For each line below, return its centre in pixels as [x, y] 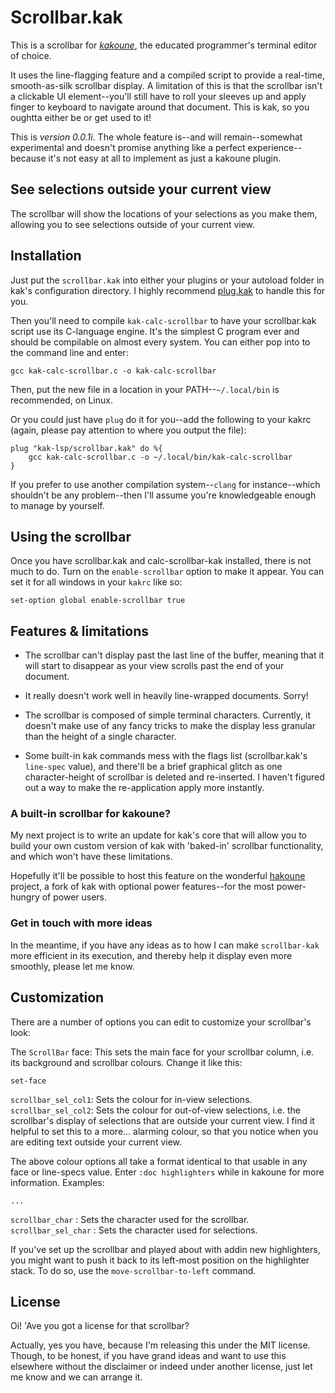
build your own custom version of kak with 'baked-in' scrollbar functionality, [167, 846]
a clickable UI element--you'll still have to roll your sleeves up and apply [158, 96]
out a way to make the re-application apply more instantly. [144, 788]
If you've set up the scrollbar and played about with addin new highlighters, [165, 1249]
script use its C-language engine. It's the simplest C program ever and [155, 331]
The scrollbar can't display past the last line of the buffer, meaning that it [174, 655]
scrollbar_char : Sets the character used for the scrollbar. [130, 1219]
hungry [25, 897]
